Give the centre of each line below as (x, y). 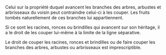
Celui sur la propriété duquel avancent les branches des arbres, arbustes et (83, 7)
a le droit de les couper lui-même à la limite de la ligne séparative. (73, 32)
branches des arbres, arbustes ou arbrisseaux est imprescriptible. (73, 47)
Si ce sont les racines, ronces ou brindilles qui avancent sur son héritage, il (82, 27)
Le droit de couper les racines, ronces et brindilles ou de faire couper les (80, 42)
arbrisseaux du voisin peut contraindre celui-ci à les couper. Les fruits (77, 12)
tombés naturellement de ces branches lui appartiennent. (64, 18)
